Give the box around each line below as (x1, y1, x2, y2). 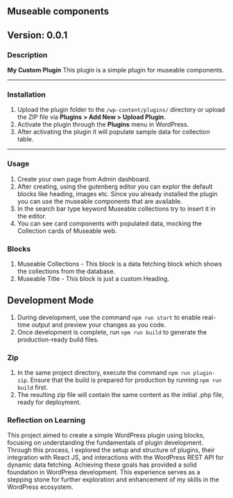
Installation (7, 90, 46, 99)
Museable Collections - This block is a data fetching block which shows (17, 259, 223, 268)
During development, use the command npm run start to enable (17, 313, 201, 321)
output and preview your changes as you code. (31, 320, 166, 329)
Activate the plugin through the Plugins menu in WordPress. (17, 120, 189, 129)
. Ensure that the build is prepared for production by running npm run (26, 376, 222, 385)
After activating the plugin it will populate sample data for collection (17, 128, 210, 136)
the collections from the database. (17, 267, 116, 275)
